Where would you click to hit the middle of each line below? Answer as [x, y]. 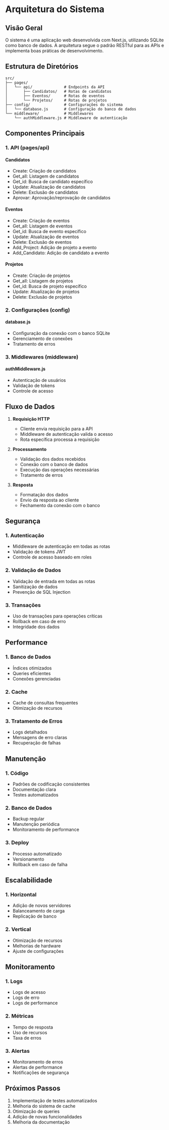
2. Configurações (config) [38, 310]
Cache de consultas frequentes [45, 703]
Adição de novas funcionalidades [47, 1116]
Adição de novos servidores [42, 906]
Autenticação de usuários [39, 380]
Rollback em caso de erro [39, 621]
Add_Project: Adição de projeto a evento [54, 247]
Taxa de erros [27, 1038]
